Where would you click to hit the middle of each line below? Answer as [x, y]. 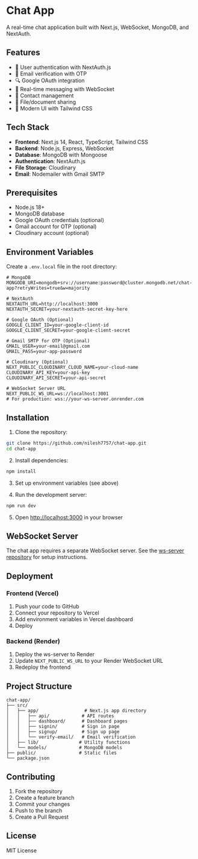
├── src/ [17, 706]
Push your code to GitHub [47, 606]
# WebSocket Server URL [36, 389]
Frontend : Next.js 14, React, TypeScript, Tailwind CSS [82, 142]
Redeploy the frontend [43, 667]
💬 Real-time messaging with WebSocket [64, 89]
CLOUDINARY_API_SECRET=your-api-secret [56, 378]
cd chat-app [21, 449]
